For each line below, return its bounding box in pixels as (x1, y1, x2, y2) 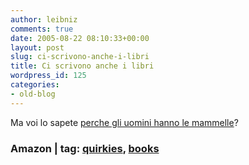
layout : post (10, 42, 65, 53)
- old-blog (10, 89, 56, 99)
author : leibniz (10, 14, 78, 25)
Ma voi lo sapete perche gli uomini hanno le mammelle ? (10, 116, 239, 128)
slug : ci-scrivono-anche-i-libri (10, 52, 150, 62)
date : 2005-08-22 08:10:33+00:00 (10, 33, 150, 43)
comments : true (10, 24, 74, 34)
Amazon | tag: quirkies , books (10, 141, 160, 155)
